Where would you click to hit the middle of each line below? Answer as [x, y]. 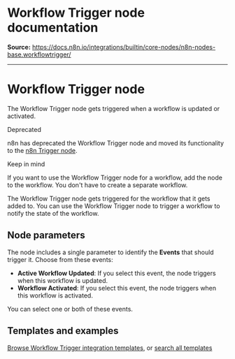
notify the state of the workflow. [53, 213]
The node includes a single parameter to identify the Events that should [111, 252]
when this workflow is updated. [63, 280]
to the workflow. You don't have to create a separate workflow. [98, 185]
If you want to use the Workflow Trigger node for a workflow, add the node [115, 177]
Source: [19, 47]
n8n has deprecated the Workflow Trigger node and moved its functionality [116, 143]
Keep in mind [26, 164]
